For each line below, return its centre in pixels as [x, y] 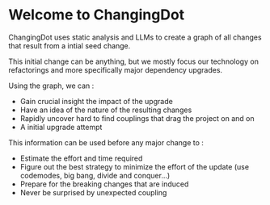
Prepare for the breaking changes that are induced [104, 184]
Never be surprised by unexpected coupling [93, 192]
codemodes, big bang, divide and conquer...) [95, 175]
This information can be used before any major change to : [106, 142]
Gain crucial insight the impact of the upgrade [97, 101]
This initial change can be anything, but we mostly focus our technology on [133, 61]
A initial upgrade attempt [61, 127]
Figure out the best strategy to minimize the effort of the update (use [134, 166]
